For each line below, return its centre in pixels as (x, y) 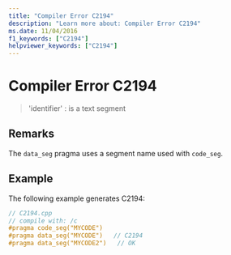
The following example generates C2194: (77, 198)
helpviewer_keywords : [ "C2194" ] (63, 46)
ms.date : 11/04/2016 (43, 31)
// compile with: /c (43, 221)
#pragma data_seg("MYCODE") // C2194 (76, 236)
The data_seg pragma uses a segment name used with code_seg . (116, 153)
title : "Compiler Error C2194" (61, 16)
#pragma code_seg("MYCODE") (56, 228)
